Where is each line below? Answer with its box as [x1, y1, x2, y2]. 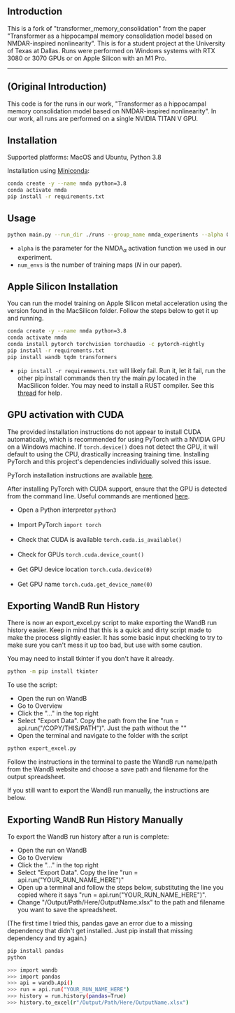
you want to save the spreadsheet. [17, 905, 117, 914]
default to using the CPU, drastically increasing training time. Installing [7, 449, 210, 458]
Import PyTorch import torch [17, 520, 101, 529]
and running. [7, 314, 44, 323]
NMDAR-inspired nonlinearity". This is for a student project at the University [7, 39, 226, 48]
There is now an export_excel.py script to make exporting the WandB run [7, 619, 218, 627]
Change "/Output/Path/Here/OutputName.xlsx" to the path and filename [17, 897, 225, 906]
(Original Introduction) [7, 81, 107, 93]
